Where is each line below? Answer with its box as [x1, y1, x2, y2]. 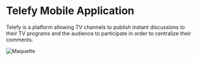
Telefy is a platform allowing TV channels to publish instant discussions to [6, 24, 185, 31]
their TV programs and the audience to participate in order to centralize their [6, 29, 192, 36]
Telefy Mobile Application [6, 4, 135, 18]
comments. [6, 36, 34, 43]
